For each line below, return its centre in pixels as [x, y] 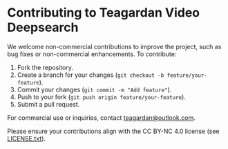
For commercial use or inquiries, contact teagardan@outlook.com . [101, 117]
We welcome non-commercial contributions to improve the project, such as [114, 46]
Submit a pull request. [48, 104]
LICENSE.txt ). [27, 138]
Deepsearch [43, 27]
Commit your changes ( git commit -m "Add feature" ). [94, 89]
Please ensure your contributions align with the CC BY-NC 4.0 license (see [113, 131]
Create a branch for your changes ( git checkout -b [91, 75]
